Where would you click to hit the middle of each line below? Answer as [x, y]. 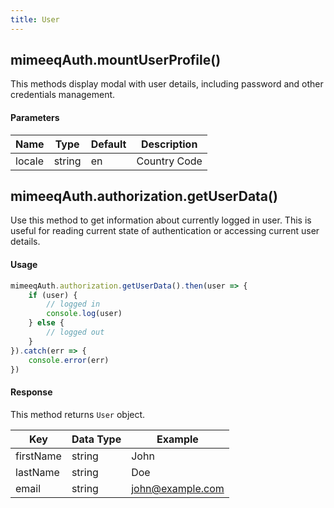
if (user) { [53, 295]
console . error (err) [69, 360]
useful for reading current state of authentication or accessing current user [165, 231]
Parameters [35, 118]
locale [29, 161]
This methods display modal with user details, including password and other [167, 84]
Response [31, 392]
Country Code [169, 161]
